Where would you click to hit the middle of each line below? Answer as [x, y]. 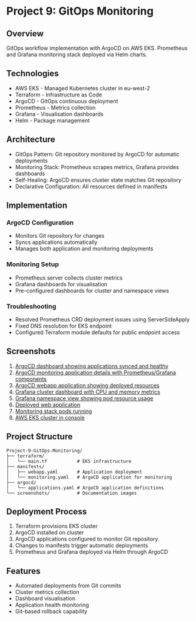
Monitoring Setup [33, 264]
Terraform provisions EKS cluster [56, 526]
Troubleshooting [31, 306]
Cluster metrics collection [47, 592]
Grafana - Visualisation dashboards [59, 114]
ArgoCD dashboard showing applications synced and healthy [92, 366]
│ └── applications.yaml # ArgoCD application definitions [85, 488]
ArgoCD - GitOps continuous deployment [66, 101]
